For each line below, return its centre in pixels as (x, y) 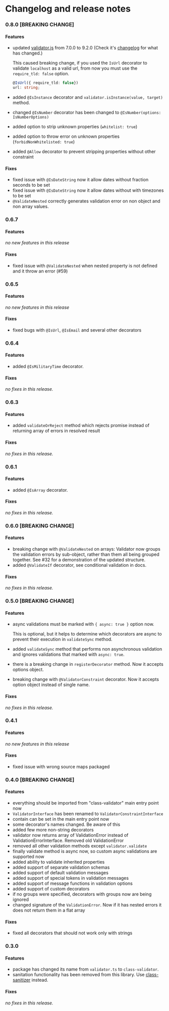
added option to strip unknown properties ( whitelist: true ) (75, 127)
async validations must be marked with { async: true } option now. (83, 624)
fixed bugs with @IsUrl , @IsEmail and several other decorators (77, 330)
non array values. (31, 206)
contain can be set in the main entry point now (61, 819)
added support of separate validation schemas (61, 867)
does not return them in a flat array (49, 910)
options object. (28, 670)
